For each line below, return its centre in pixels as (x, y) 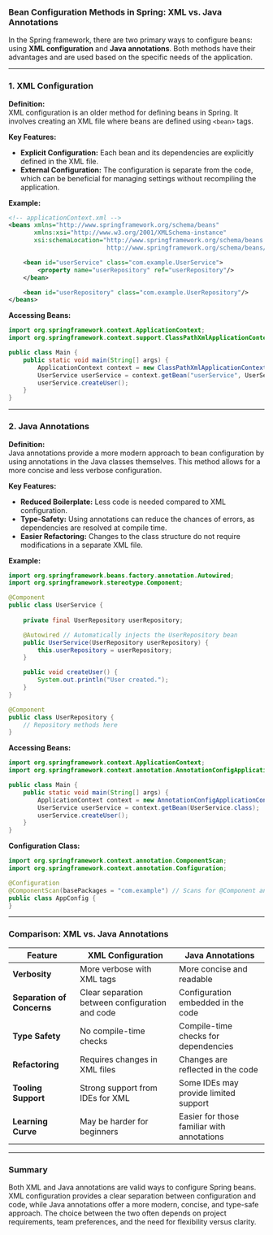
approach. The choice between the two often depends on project (118, 1213)
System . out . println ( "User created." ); (103, 680)
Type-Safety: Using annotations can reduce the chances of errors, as (137, 519)
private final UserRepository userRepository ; (103, 620)
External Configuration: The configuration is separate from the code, (136, 170)
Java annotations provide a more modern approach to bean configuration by (136, 453)
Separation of (39, 997)
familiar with (202, 1126)
